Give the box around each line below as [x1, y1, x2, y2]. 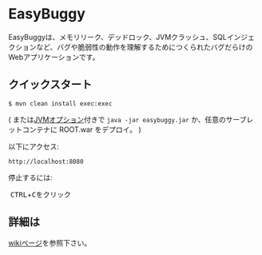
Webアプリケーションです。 [8, 52, 100, 62]
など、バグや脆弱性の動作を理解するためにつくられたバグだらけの [35, 42, 253, 52]
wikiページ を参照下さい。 [8, 237, 92, 248]
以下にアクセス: [8, 141, 60, 151]
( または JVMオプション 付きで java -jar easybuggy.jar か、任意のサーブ [8, 114, 247, 124]
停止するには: [8, 173, 54, 182]
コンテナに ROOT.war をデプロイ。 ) [22, 125, 141, 134]
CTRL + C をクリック [10, 189, 72, 199]
